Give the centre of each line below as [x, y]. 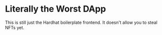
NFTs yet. [15, 27]
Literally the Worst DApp [55, 9]
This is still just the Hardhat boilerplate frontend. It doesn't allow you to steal [81, 22]
